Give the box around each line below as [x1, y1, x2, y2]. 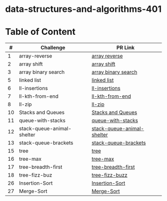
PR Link [116, 44, 135, 51]
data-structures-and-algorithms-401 [5, 3, 162, 15]
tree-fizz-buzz [91, 172, 128, 179]
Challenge [40, 44, 66, 51]
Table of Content [5, 26, 76, 38]
